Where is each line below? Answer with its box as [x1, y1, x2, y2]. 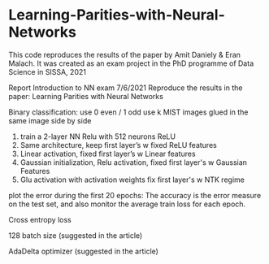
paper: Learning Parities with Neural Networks [8, 91, 164, 101]
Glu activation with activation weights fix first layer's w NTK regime [20, 175, 245, 184]
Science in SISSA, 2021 [8, 67, 87, 76]
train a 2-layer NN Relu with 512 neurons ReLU [20, 132, 176, 141]
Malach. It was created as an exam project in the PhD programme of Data [8, 58, 254, 68]
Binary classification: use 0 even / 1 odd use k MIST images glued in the [8, 107, 249, 117]
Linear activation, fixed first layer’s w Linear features [20, 149, 197, 158]
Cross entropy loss [8, 214, 72, 224]
